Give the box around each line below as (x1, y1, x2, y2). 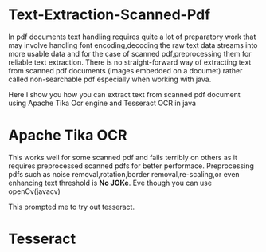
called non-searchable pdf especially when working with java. (8, 74, 212, 84)
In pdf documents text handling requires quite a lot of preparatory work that (8, 32, 256, 41)
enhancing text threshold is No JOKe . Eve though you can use (8, 178, 213, 187)
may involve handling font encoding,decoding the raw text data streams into (8, 40, 258, 49)
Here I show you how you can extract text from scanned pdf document (8, 89, 241, 99)
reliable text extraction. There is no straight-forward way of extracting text (8, 57, 252, 67)
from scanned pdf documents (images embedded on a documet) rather (8, 65, 243, 75)
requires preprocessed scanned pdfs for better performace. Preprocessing (8, 161, 255, 171)
